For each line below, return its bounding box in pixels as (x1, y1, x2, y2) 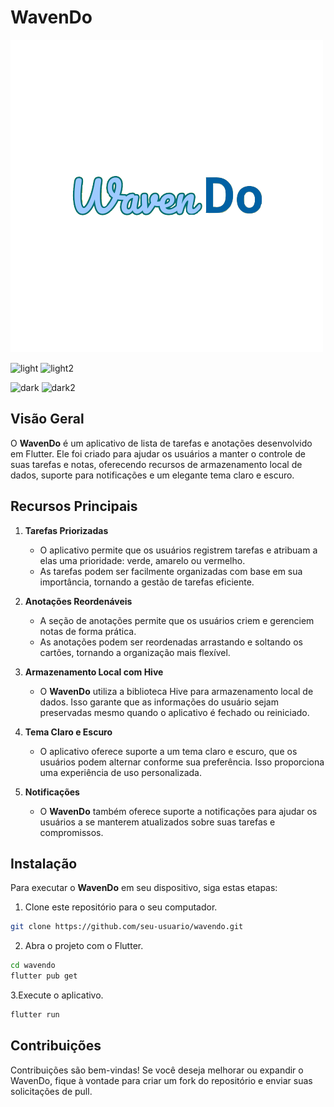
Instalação (10, 855, 78, 872)
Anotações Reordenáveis (24, 595, 133, 607)
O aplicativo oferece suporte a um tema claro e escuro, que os (39, 745, 298, 757)
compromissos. (39, 826, 104, 838)
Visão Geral (10, 411, 85, 428)
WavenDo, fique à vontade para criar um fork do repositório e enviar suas (10, 1074, 313, 1086)
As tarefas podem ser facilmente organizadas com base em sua (39, 565, 303, 577)
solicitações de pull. (10, 1085, 93, 1097)
